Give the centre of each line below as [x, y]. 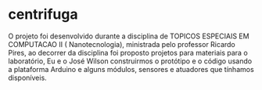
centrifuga [43, 14]
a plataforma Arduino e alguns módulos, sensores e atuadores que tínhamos [131, 69]
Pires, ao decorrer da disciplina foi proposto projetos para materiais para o [128, 52]
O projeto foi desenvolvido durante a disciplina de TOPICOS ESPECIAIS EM [129, 36]
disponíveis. [27, 77]
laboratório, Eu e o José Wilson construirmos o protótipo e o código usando [130, 61]
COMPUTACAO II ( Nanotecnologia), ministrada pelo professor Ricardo [122, 44]
